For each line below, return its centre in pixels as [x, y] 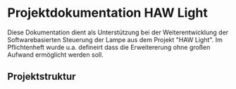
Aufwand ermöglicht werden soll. [55, 55]
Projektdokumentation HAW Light [107, 13]
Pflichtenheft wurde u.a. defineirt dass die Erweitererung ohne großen [109, 47]
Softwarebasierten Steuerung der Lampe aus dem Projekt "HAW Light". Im [115, 39]
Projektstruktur [42, 77]
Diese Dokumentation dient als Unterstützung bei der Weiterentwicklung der [118, 32]
